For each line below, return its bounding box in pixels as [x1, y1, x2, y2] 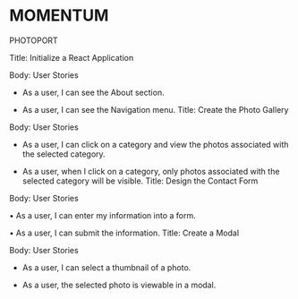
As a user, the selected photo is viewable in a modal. [21, 279, 217, 290]
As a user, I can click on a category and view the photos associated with [21, 139, 289, 149]
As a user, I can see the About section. [21, 87, 165, 98]
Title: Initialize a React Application [9, 52, 134, 63]
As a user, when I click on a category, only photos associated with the [21, 166, 280, 176]
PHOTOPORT [9, 35, 58, 46]
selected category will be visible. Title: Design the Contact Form [21, 175, 259, 186]
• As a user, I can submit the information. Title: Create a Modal [9, 227, 240, 238]
